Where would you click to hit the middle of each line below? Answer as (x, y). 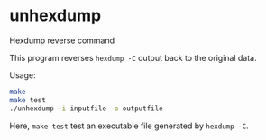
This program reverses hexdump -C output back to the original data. (133, 57)
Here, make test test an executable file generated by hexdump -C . (129, 126)
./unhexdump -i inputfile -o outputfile (87, 109)
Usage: (23, 75)
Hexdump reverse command (62, 40)
